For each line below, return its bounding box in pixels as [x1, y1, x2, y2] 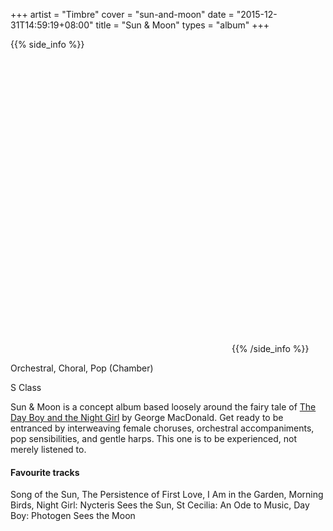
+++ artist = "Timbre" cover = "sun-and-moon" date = [10, 9, 235, 20]
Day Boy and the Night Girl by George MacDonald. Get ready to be [10, 412, 284, 423]
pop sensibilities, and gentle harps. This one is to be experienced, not [10, 433, 297, 444]
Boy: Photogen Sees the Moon [10, 510, 136, 522]
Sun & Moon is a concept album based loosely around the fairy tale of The [10, 401, 317, 413]
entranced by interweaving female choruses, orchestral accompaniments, [10, 422, 315, 434]
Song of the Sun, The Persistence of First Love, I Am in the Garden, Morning [10, 489, 324, 501]
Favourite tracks [10, 466, 80, 478]
